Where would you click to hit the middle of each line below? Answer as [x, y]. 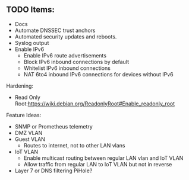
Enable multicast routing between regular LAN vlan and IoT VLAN [103, 158]
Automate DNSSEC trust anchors [55, 30]
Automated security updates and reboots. [66, 36]
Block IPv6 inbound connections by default [76, 62]
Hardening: [20, 86]
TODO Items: [30, 10]
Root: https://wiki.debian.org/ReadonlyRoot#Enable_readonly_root [95, 104]
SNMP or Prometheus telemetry [54, 126]
